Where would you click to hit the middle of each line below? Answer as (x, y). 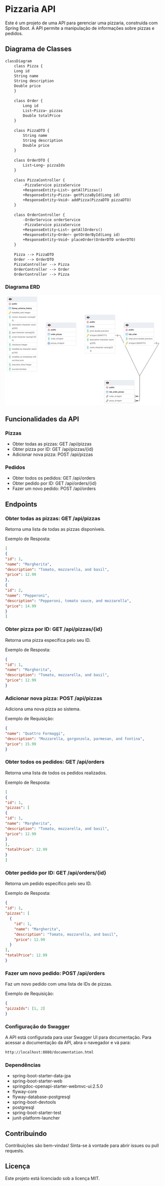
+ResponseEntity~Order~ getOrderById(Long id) (72, 235)
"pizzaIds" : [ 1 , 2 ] (25, 1009)
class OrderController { (40, 215)
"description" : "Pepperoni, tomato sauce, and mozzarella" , (68, 601)
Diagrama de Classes (39, 49)
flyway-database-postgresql (41, 1097)
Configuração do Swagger (38, 1026)
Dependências (23, 1065)
